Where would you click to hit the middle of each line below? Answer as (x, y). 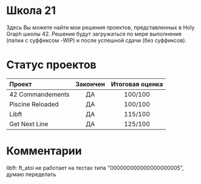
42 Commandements (39, 94)
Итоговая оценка (137, 84)
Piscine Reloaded (34, 104)
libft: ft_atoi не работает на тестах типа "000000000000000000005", (95, 168)
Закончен (90, 84)
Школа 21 (31, 11)
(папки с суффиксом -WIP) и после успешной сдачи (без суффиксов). (97, 40)
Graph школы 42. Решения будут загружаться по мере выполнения (94, 33)
